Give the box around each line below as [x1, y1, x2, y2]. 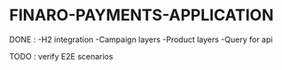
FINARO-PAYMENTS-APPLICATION [9, 5, 274, 25]
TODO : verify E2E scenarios [9, 51, 114, 61]
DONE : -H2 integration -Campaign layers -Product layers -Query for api [9, 34, 273, 45]
